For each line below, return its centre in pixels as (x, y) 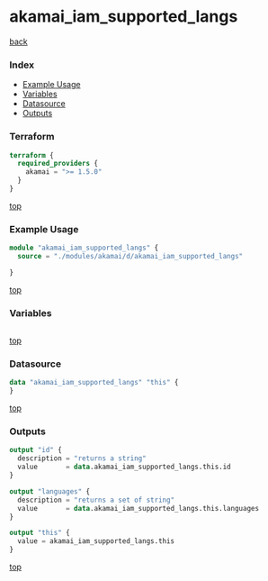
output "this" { (40, 533)
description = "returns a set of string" (96, 500)
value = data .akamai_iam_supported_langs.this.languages (138, 508)
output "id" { (36, 450)
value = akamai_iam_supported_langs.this (96, 541)
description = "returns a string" (82, 458)
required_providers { (58, 164)
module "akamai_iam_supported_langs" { (84, 248)
